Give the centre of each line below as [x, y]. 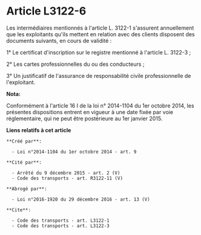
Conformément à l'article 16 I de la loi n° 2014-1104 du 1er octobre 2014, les [100, 105]
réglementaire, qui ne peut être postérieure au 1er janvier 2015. [84, 118]
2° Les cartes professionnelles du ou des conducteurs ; [75, 64]
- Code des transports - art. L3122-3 [61, 226]
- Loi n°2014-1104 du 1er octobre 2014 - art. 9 [74, 152]
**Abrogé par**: [27, 188]
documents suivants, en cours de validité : [59, 40]
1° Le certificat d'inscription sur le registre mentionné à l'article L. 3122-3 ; [99, 52]
